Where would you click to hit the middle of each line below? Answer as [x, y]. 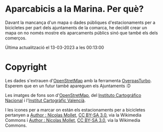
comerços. [16, 38]
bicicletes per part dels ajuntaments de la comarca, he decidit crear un [76, 27]
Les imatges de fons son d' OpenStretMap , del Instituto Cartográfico [73, 95]
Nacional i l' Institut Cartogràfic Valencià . [45, 100]
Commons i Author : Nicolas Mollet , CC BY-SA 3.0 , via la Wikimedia [73, 120]
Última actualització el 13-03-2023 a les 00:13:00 [54, 47]
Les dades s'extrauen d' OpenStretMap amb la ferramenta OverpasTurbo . [79, 80]
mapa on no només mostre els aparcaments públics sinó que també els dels [81, 33]
